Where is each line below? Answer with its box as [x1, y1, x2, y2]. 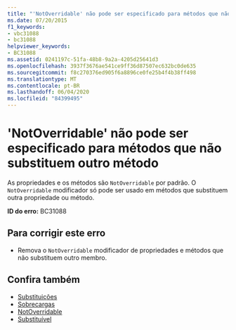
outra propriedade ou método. [7, 193, 95, 202]
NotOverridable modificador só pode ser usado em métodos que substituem [7, 185, 228, 194]
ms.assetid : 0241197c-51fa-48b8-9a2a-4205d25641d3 [7, 56, 159, 63]
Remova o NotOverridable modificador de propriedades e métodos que [17, 246, 224, 254]
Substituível [17, 315, 52, 323]
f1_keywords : [7, 23, 46, 30]
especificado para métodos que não [7, 140, 223, 157]
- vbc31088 [7, 29, 39, 37]
